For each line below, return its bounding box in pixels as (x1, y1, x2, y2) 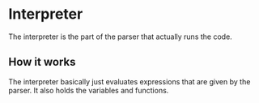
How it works (8, 55, 76, 69)
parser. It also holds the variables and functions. (8, 85, 169, 95)
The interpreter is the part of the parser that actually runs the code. (8, 32, 232, 41)
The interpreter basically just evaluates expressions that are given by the (8, 76, 251, 86)
